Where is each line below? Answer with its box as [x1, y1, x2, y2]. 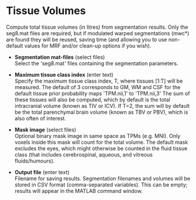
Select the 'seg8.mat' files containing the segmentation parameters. [14, 60, 178, 67]
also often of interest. [14, 114, 66, 121]
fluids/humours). [14, 157, 55, 164]
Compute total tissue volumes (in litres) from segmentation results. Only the [6, 23, 188, 30]
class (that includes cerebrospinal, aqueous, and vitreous [14, 151, 153, 158]
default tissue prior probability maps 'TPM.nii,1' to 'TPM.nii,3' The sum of [14, 90, 190, 97]
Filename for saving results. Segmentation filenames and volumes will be [14, 175, 191, 182]
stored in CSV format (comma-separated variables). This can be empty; [14, 181, 188, 188]
